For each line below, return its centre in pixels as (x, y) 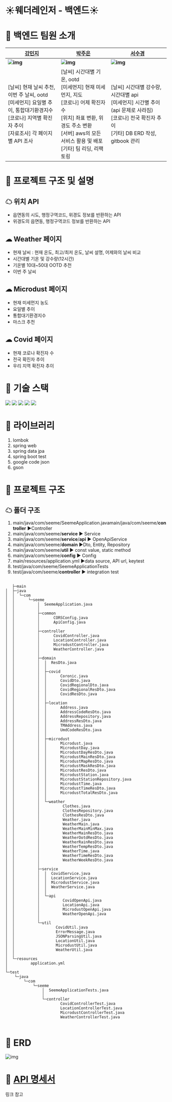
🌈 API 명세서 (30, 1079)
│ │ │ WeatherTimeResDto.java (59, 856)
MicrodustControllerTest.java (92, 1013)
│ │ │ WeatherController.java (55, 649)
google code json (31, 462)
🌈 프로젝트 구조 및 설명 (50, 181)
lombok (21, 440)
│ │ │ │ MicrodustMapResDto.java (59, 762)
